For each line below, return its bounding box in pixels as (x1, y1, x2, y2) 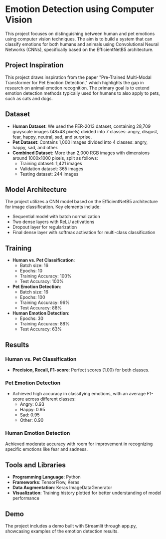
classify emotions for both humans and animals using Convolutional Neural (5, 41, 159, 47)
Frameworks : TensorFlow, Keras (12, 479, 80, 485)
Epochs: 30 (19, 315, 44, 321)
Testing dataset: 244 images (19, 171, 79, 177)
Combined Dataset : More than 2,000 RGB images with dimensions (12, 150, 150, 156)
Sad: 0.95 (19, 412, 40, 418)
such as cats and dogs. (5, 95, 53, 101)
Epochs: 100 (19, 294, 45, 300)
